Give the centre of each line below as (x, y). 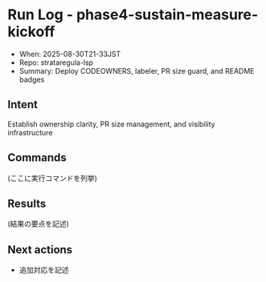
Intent (23, 105)
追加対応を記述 (44, 270)
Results (27, 203)
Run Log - (41, 15)
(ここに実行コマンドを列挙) (53, 178)
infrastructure (30, 132)
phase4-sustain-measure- (167, 15)
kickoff (31, 32)
